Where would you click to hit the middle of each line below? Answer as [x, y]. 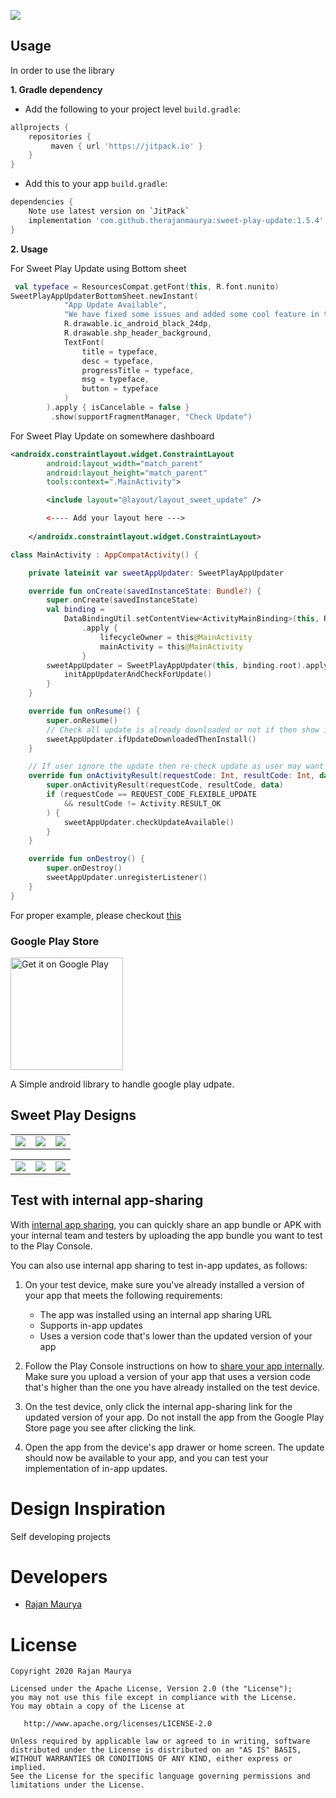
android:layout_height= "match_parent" [127, 473]
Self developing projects [60, 1536]
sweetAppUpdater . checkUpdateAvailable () [149, 822]
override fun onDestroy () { [86, 859]
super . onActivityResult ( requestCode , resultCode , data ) [165, 785]
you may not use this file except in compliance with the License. [154, 1698]
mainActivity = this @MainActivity [171, 646]
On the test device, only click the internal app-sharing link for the [158, 1406]
